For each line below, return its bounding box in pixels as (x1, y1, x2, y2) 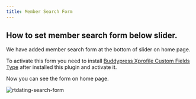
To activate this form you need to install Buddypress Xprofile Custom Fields (6, 57, 190, 65)
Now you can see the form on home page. (6, 75, 109, 82)
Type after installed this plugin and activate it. (6, 64, 117, 71)
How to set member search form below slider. (6, 31, 178, 41)
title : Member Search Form (6, 8, 73, 15)
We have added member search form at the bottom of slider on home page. (6, 46, 191, 53)
